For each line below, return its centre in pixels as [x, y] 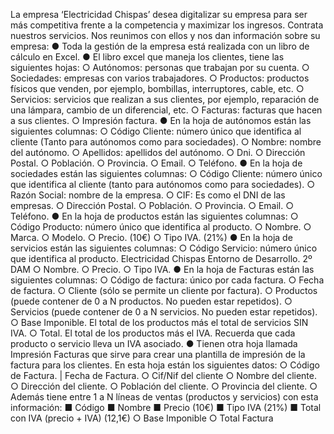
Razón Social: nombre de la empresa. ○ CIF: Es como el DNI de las [148, 195]
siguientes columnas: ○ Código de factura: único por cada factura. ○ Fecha [167, 280]
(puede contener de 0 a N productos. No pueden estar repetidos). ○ [151, 301]
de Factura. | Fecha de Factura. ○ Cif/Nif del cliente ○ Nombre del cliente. [163, 375]
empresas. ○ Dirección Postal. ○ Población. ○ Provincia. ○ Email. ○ [152, 205]
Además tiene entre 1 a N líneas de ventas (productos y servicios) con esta [164, 397]
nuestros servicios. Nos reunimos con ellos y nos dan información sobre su [165, 35]
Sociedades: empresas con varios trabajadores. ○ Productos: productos [160, 78]
